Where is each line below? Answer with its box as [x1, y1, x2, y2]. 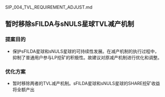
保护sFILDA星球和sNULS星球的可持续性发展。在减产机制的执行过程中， [12, 48, 160, 54]
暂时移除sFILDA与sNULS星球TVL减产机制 [5, 20, 135, 28]
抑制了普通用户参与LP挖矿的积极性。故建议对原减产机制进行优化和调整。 [12, 54, 162, 60]
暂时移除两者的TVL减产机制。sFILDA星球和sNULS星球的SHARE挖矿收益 [12, 80, 161, 86]
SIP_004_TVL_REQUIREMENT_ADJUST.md [5, 4, 93, 10]
